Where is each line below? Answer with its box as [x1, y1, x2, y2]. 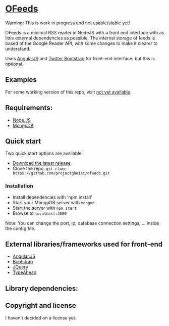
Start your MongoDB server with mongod [12, 199, 95, 205]
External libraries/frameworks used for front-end [5, 240, 163, 249]
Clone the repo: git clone [12, 165, 67, 172]
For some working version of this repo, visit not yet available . [5, 89, 132, 95]
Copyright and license [5, 301, 77, 310]
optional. [5, 61, 24, 67]
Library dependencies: [5, 284, 78, 293]
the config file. [5, 225, 35, 231]
